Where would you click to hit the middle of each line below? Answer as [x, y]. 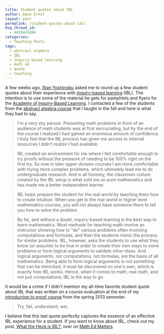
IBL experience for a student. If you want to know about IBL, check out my [80, 321]
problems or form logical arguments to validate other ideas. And [82, 250]
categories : [17, 37]
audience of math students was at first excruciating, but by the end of [87, 128]
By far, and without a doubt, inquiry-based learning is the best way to [87, 220]
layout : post [18, 19]
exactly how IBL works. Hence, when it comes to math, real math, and [87, 272]
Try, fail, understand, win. [43, 306]
